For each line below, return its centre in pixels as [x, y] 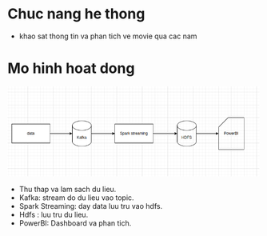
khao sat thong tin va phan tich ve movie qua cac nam [108, 36]
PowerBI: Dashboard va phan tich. [75, 223]
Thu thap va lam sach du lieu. [68, 189]
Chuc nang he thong [76, 14]
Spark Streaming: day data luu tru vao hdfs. [91, 206]
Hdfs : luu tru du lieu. [54, 214]
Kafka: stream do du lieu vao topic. [76, 198]
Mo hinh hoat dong [71, 68]
